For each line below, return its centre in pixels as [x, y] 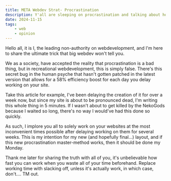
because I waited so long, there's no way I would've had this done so [78, 111]
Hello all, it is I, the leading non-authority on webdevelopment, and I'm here [84, 48]
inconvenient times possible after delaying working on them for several [80, 132]
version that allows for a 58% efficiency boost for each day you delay [78, 80]
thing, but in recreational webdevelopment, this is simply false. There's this [84, 69]
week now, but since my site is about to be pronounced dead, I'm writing [81, 100]
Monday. [15, 148]
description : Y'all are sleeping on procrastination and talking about [83, 15]
